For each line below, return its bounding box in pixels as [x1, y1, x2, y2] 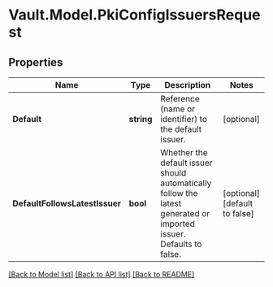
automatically [160, 177, 212, 189]
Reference [160, 93, 201, 104]
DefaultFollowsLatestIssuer [12, 198, 122, 209]
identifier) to [160, 114, 208, 124]
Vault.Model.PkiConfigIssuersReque [8, 6, 261, 24]
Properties [8, 55, 63, 69]
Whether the [160, 147, 209, 158]
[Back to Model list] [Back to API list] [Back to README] [8, 270, 195, 279]
